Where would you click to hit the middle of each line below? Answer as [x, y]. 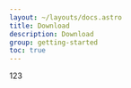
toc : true [28, 51]
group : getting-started [54, 42]
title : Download [39, 26]
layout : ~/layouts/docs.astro [66, 17]
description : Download [52, 34]
